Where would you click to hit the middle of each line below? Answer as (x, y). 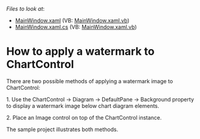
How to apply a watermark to (81, 52)
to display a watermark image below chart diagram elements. (83, 106)
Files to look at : (26, 9)
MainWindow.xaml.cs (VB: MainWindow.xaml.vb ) (76, 27)
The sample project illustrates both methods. (62, 129)
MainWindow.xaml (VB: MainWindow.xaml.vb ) (72, 20)
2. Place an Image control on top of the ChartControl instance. (84, 117)
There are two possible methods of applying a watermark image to (90, 81)
